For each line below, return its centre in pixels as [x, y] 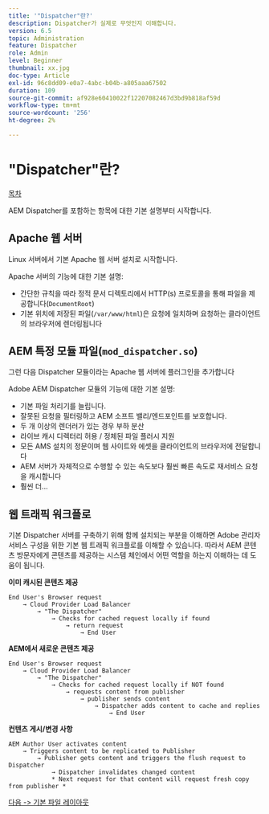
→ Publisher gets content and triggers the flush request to [142, 759]
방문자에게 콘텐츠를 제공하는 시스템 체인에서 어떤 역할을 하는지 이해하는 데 [132, 555]
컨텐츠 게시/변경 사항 [41, 729]
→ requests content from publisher [125, 692]
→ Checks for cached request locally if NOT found [138, 685]
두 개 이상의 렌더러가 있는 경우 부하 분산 [82, 426]
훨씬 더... [34, 486]
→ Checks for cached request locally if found [130, 619]
